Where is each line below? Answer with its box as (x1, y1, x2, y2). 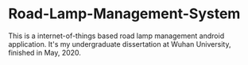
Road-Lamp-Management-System (8, 5, 241, 23)
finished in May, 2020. (8, 48, 82, 57)
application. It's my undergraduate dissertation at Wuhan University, (8, 39, 231, 48)
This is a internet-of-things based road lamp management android (8, 31, 225, 40)
